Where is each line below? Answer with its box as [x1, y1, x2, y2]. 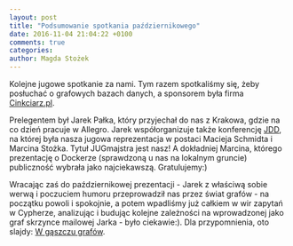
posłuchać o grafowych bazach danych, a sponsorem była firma [9, 88, 244, 99]
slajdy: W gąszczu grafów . [9, 226, 106, 236]
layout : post [9, 12, 58, 22]
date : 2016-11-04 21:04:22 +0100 [9, 29, 133, 38]
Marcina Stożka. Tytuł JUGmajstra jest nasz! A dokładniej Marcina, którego [9, 143, 282, 154]
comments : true [9, 37, 66, 47]
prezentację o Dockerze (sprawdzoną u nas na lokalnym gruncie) [9, 153, 248, 163]
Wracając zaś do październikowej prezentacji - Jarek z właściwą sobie [9, 179, 268, 189]
